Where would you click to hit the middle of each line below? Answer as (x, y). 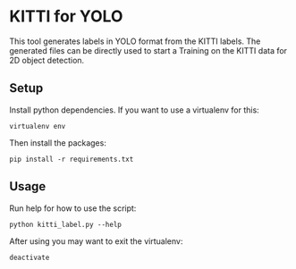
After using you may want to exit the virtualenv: (96, 241)
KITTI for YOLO (66, 17)
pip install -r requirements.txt (72, 159)
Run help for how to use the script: (73, 208)
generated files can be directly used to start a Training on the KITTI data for (148, 50)
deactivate (30, 257)
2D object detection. (47, 60)
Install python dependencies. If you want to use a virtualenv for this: (134, 110)
